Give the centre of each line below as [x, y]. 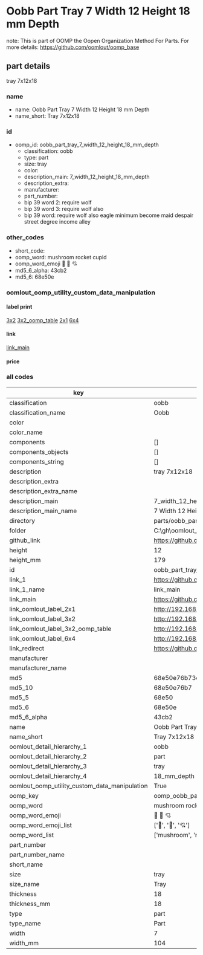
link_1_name [27, 589]
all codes [20, 377]
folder [18, 530]
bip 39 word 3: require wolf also [64, 209]
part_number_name [37, 855]
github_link [25, 540]
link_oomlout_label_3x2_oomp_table [60, 629]
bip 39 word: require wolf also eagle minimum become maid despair [109, 215]
